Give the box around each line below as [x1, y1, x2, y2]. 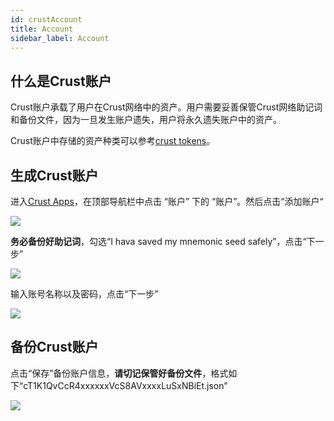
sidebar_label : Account [10, 33, 110, 43]
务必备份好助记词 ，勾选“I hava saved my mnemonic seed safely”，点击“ [10, 236, 307, 247]
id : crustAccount [10, 14, 83, 25]
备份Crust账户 [10, 339, 99, 356]
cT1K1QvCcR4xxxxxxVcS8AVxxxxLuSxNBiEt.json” [23, 379, 228, 391]
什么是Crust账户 [10, 72, 112, 90]
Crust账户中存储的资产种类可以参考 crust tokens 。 [10, 135, 216, 147]
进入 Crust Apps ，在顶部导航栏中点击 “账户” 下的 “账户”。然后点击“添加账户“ [10, 196, 324, 207]
